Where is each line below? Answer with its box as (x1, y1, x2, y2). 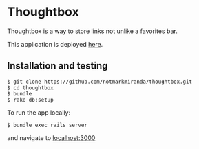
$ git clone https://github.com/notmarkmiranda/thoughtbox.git (7, 78, 193, 85)
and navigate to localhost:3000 (7, 133, 96, 141)
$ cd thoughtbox (7, 84, 54, 91)
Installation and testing (7, 60, 108, 72)
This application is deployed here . (7, 40, 103, 48)
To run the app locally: (7, 108, 71, 117)
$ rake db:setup (7, 96, 54, 103)
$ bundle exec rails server (7, 122, 88, 128)
